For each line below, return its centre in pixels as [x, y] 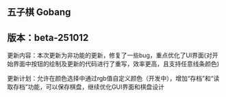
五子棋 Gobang [39, 12]
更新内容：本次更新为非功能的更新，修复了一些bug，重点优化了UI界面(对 [110, 55]
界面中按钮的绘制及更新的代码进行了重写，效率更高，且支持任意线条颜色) [116, 64]
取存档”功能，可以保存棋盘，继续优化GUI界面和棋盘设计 [86, 87]
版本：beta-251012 [48, 37]
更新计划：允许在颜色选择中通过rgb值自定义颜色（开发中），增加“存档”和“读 [113, 79]
